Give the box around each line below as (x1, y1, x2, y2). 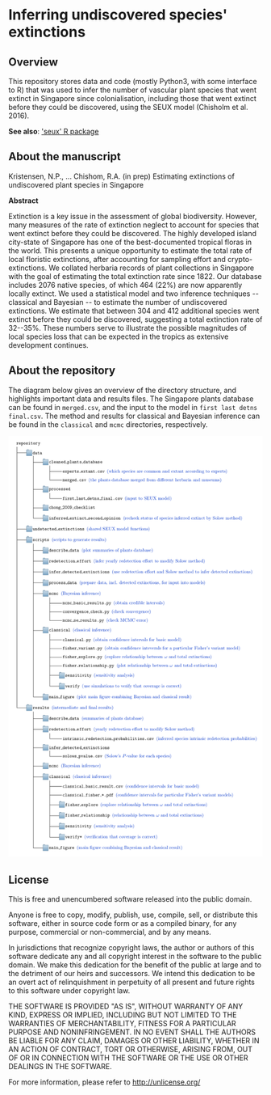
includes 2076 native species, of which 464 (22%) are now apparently (8, 280, 243, 290)
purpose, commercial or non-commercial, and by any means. (8, 928, 211, 937)
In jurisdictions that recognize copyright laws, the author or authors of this (8, 943, 255, 953)
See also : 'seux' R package (8, 127, 99, 136)
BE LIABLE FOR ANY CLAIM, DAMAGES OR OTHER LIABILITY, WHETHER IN (8, 1036, 260, 1046)
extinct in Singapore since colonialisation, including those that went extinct (8, 94, 256, 103)
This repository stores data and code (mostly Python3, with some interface (8, 77, 257, 86)
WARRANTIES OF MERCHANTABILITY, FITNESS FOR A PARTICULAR (8, 1019, 236, 1029)
